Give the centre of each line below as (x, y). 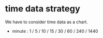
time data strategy (43, 9)
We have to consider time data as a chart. (46, 22)
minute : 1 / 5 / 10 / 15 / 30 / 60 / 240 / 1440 (55, 31)
